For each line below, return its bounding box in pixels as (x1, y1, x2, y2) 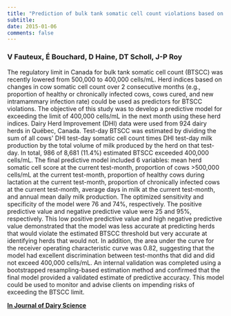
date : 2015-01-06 (7, 23, 57, 30)
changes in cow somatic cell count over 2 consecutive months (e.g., (7, 82, 201, 90)
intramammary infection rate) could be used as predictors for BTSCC (7, 97, 203, 106)
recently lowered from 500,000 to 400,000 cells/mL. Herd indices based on (7, 75, 222, 83)
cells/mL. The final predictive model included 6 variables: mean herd (7, 156, 202, 164)
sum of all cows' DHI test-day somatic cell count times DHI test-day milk (7, 134, 212, 142)
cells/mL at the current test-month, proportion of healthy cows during (7, 170, 205, 179)
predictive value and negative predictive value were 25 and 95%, (7, 207, 192, 215)
